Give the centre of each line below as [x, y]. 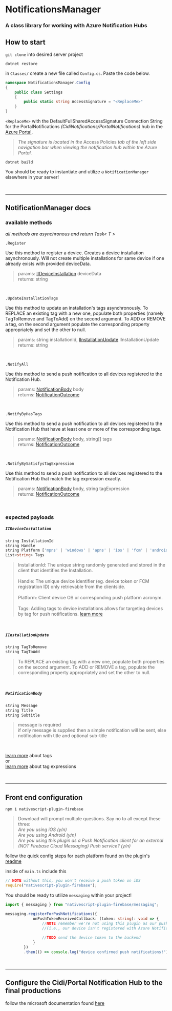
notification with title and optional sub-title [62, 736]
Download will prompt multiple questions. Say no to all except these [89, 819]
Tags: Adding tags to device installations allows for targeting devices [90, 609]
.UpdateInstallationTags [32, 298]
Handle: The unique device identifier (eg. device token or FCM [83, 581]
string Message [21, 705]
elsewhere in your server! [32, 177]
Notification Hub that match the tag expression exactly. [63, 478]
